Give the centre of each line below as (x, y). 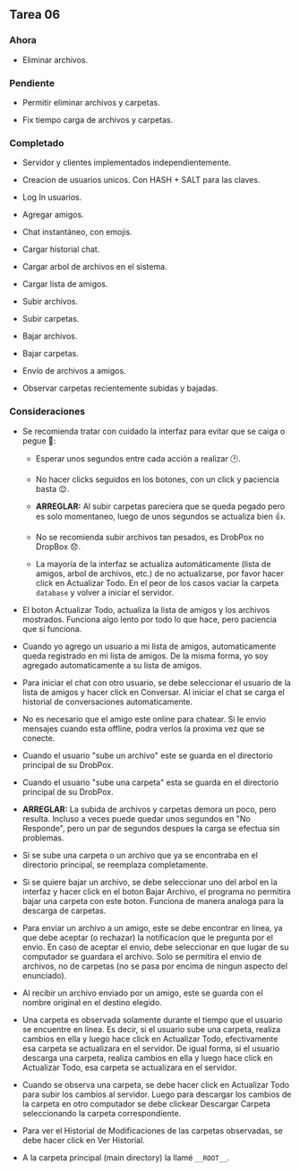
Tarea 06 (35, 15)
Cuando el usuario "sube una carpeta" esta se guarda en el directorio (150, 782)
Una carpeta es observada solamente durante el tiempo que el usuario (152, 1020)
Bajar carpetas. (50, 354)
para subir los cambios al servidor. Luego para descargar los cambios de (157, 1094)
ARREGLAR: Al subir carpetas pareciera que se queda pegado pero (160, 506)
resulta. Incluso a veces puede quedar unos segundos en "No (136, 818)
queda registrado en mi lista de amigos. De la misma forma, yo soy (145, 655)
